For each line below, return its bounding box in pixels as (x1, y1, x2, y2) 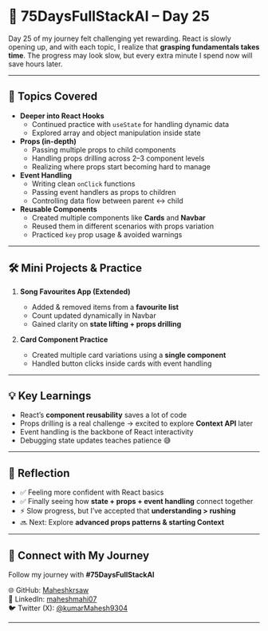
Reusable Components (19, 204, 97, 214)
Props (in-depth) (19, 136, 77, 146)
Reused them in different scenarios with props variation (31, 221, 214, 231)
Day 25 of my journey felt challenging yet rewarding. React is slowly (8, 34, 231, 43)
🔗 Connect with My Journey (8, 549, 150, 562)
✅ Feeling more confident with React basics (19, 487, 164, 498)
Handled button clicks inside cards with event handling (31, 359, 212, 368)
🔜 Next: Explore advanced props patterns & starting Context (19, 518, 225, 527)
